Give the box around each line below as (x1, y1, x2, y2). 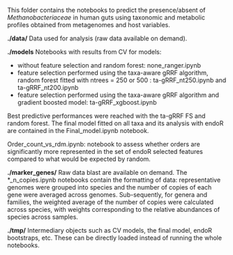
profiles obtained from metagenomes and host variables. (7, 21, 171, 29)
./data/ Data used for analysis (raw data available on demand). (7, 34, 188, 42)
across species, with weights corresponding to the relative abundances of (7, 206, 220, 213)
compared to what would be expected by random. (7, 155, 151, 163)
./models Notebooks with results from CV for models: (7, 48, 162, 56)
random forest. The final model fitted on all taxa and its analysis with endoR (7, 119, 224, 127)
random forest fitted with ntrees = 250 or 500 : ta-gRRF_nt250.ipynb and (17, 76, 227, 84)
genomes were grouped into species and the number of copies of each (7, 183, 212, 191)
